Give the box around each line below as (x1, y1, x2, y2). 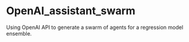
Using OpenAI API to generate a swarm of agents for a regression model (6, 24, 184, 31)
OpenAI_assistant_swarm (6, 4, 136, 18)
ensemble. (6, 30, 32, 37)
